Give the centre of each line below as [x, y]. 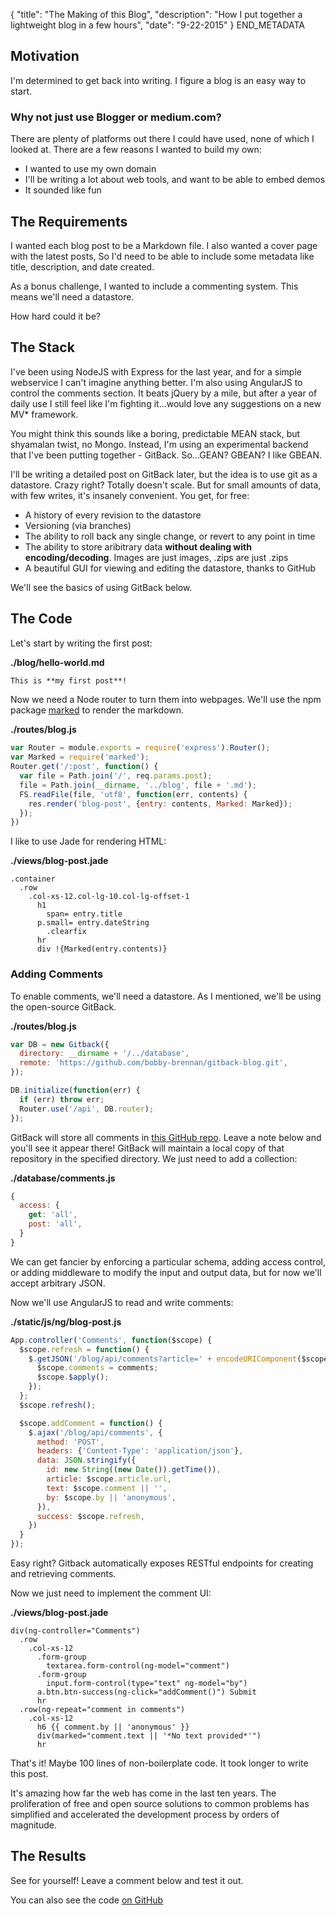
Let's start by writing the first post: [81, 643]
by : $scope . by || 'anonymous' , [111, 1497]
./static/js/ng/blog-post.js [66, 1321]
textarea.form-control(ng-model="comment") [138, 1666]
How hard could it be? [55, 316]
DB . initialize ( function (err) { [75, 1090]
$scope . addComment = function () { [91, 1423]
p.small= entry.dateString [93, 923]
